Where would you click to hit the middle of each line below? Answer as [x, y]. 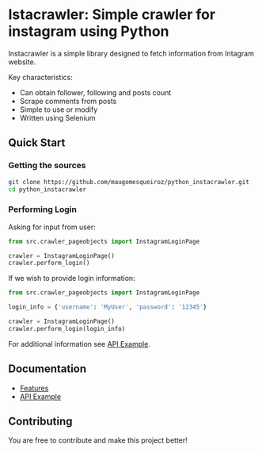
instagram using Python [89, 31]
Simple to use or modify [59, 109]
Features [34, 388]
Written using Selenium [58, 117]
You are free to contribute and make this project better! [98, 440]
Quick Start [37, 143]
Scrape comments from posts [68, 101]
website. [22, 62]
